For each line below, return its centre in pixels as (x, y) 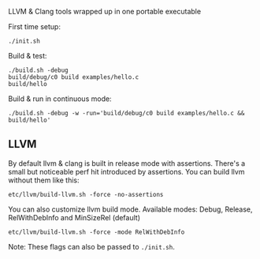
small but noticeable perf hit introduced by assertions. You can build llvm (126, 171)
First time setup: (35, 26)
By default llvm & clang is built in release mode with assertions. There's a (127, 163)
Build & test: (28, 56)
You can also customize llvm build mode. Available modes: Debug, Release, (131, 209)
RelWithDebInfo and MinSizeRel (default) (74, 217)
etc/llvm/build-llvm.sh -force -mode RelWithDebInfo (97, 232)
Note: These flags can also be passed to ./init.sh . (91, 246)
